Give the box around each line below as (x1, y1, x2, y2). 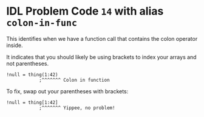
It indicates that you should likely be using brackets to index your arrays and (6, 53, 197, 60)
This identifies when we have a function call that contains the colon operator (6, 35, 198, 42)
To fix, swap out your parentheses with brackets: (6, 87, 129, 95)
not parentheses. (6, 60, 49, 67)
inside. (6, 41, 23, 49)
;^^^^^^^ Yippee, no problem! (38, 105, 115, 111)
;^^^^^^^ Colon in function (38, 77, 110, 83)
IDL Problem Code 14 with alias (6, 4, 164, 18)
